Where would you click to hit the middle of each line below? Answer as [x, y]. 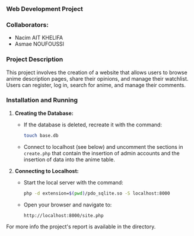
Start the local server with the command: [73, 182]
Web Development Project [44, 9]
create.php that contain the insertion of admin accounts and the [101, 153]
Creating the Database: [44, 113]
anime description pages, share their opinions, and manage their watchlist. [97, 78]
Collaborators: [27, 24]
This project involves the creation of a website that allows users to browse [97, 72]
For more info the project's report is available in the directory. [81, 227]
